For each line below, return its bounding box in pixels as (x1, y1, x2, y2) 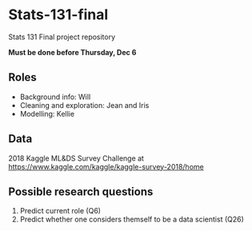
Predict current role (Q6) (19, 206, 102, 216)
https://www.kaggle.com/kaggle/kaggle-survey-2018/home (8, 161, 204, 171)
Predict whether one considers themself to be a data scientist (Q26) (19, 214, 244, 225)
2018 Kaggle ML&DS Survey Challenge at (8, 153, 144, 163)
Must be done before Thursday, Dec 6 (8, 47, 137, 57)
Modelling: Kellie (19, 109, 74, 118)
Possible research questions (8, 185, 154, 198)
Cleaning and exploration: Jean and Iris (19, 100, 150, 110)
